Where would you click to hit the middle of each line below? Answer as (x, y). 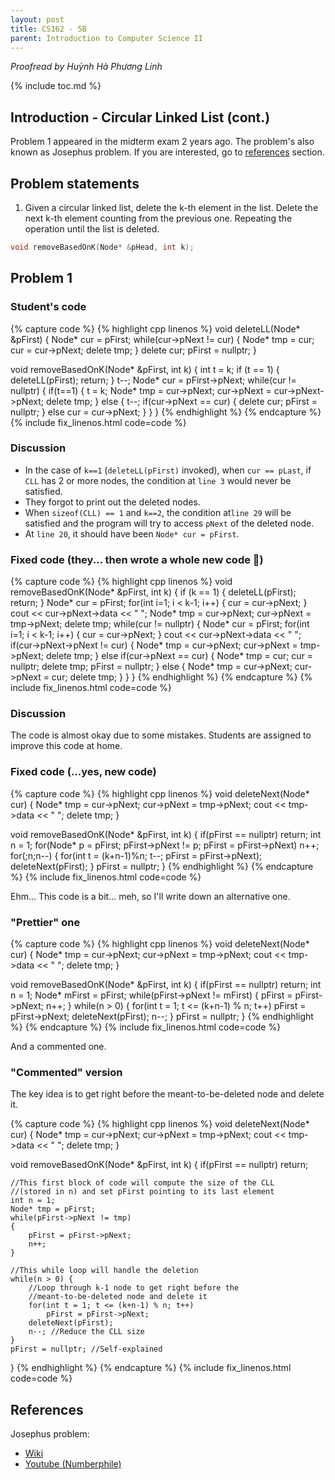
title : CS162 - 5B (48, 29)
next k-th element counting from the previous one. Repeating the (158, 218)
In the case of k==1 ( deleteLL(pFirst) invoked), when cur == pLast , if (168, 470)
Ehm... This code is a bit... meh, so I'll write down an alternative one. (150, 896)
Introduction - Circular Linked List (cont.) (140, 117)
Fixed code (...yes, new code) (83, 772)
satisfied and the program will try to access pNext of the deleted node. (169, 523)
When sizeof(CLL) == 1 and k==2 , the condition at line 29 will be (158, 512)
